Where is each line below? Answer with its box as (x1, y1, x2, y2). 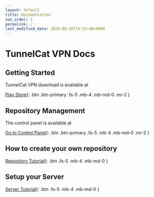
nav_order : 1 (5, 17, 33, 22)
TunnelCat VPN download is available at (5, 82, 89, 88)
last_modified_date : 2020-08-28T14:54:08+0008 (5, 26, 105, 31)
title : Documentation (5, 12, 51, 17)
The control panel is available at (5, 120, 72, 126)
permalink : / (5, 21, 33, 27)
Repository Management (5, 106, 85, 115)
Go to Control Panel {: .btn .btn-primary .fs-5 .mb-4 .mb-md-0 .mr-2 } (5, 129, 149, 136)
